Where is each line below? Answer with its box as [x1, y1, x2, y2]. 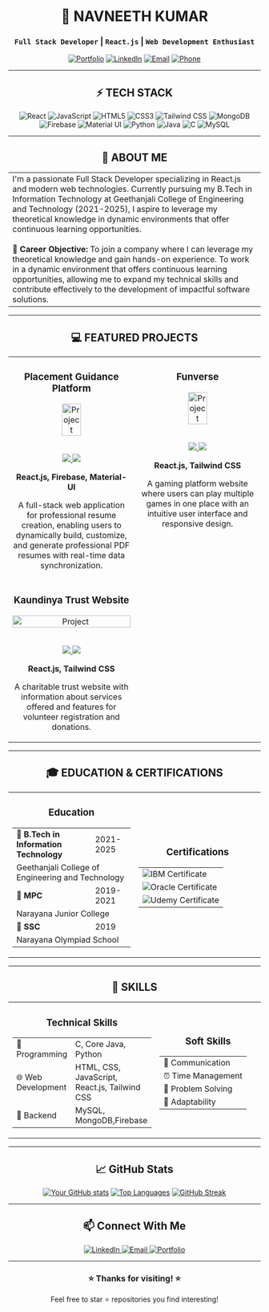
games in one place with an [146, 498, 250, 509]
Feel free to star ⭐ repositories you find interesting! [50, 1294, 219, 1304]
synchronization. [39, 560, 103, 571]
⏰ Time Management [163, 1070, 243, 1082]
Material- [89, 471, 127, 483]
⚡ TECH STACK [95, 86, 174, 100]
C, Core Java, [74, 1039, 126, 1050]
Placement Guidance [23, 371, 119, 384]
